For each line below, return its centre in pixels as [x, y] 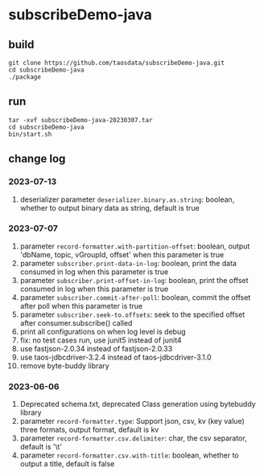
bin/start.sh [30, 134]
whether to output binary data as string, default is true [109, 207]
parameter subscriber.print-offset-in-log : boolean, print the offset [134, 280]
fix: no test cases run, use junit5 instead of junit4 [101, 340]
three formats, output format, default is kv [89, 430]
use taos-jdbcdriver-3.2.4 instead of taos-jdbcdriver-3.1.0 [115, 357]
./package [25, 77]
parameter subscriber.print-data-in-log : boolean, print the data [128, 263]
